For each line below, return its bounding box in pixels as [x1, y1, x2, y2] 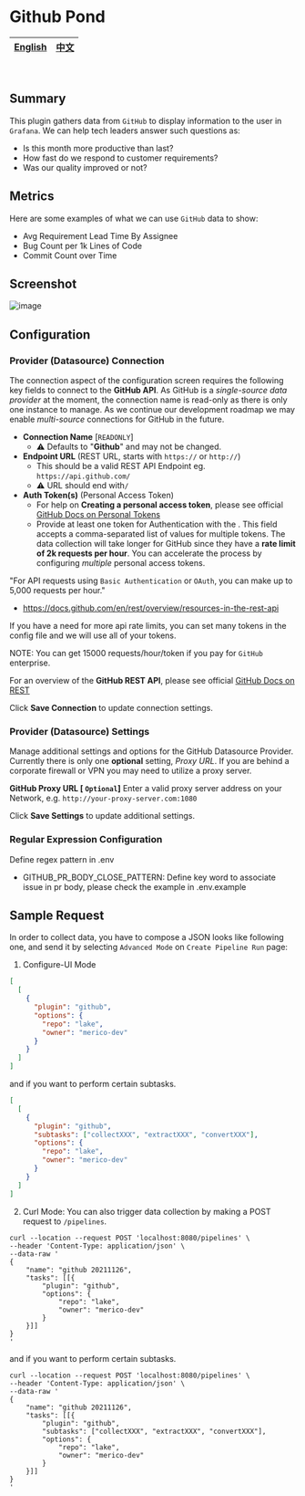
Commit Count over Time [22, 249, 117, 261]
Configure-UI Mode [22, 959, 97, 970]
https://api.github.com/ [36, 472, 131, 481]
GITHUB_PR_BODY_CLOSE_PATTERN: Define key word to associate [22, 872, 276, 883]
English [14, 40, 47, 53]
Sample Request [9, 908, 105, 924]
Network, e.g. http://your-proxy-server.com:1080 [9, 792, 198, 804]
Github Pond [9, 6, 107, 27]
